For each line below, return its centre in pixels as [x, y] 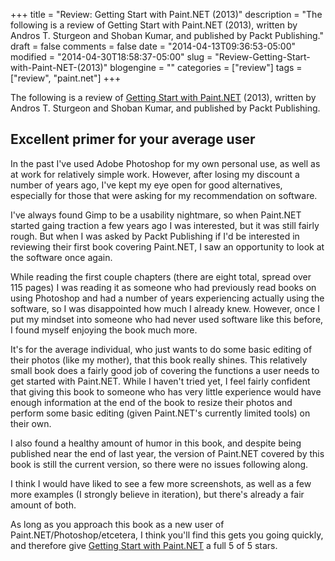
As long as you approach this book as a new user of [117, 524]
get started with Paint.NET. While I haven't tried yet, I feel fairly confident [160, 381]
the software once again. [61, 257]
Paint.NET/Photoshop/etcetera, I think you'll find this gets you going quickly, [167, 535]
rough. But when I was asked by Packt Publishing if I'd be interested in [155, 236]
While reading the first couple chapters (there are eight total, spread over [161, 276]
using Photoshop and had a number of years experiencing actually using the [167, 298]
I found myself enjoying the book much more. [104, 330]
